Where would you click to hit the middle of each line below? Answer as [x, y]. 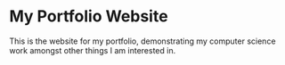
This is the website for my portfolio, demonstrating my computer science [142, 41]
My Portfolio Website [89, 16]
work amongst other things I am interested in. [93, 50]
